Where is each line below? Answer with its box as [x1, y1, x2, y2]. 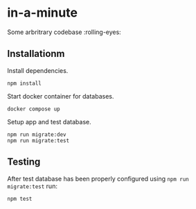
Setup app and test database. [7, 117, 91, 126]
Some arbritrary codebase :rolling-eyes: [7, 28, 121, 36]
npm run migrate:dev [7, 131, 67, 138]
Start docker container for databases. [7, 92, 114, 100]
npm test [7, 195, 33, 202]
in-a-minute [7, 5, 78, 21]
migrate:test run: [7, 182, 57, 190]
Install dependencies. [7, 66, 69, 74]
